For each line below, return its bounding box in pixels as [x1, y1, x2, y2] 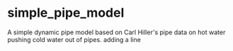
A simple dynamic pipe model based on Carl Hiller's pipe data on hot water [7, 28, 226, 36]
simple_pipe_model [7, 5, 125, 21]
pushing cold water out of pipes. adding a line [7, 35, 142, 43]
